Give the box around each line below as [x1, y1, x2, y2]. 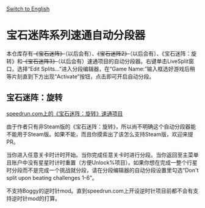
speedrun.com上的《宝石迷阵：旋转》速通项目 [6, 110, 123, 117]
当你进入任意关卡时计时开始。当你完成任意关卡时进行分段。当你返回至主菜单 [6, 151, 199, 158]
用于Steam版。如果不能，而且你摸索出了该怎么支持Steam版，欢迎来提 [16, 130, 193, 138]
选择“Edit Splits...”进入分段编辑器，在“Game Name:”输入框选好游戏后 [16, 65, 190, 72]
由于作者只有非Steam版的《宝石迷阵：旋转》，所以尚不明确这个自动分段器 [6, 122, 191, 130]
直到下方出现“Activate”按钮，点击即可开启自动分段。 [22, 73, 154, 80]
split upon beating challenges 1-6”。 [6, 174, 98, 181]
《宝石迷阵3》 [22, 58, 58, 65]
